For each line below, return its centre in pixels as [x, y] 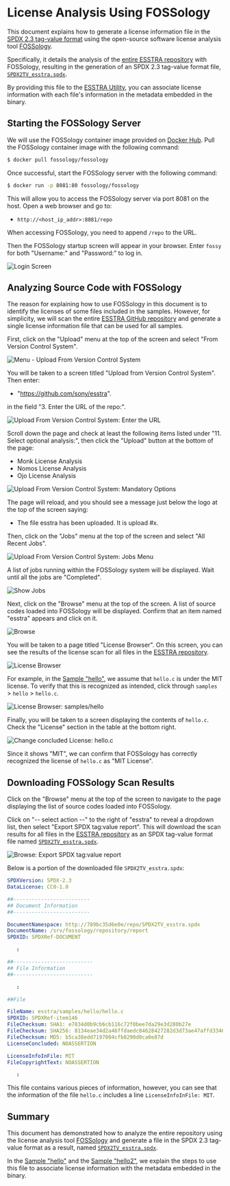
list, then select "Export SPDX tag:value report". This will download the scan [114, 827]
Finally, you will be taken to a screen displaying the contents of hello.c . [108, 720]
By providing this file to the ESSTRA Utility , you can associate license [104, 87]
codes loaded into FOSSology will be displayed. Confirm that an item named [114, 611]
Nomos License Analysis [52, 469]
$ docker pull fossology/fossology [58, 160]
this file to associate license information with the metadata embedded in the [114, 1168]
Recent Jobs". [27, 543]
